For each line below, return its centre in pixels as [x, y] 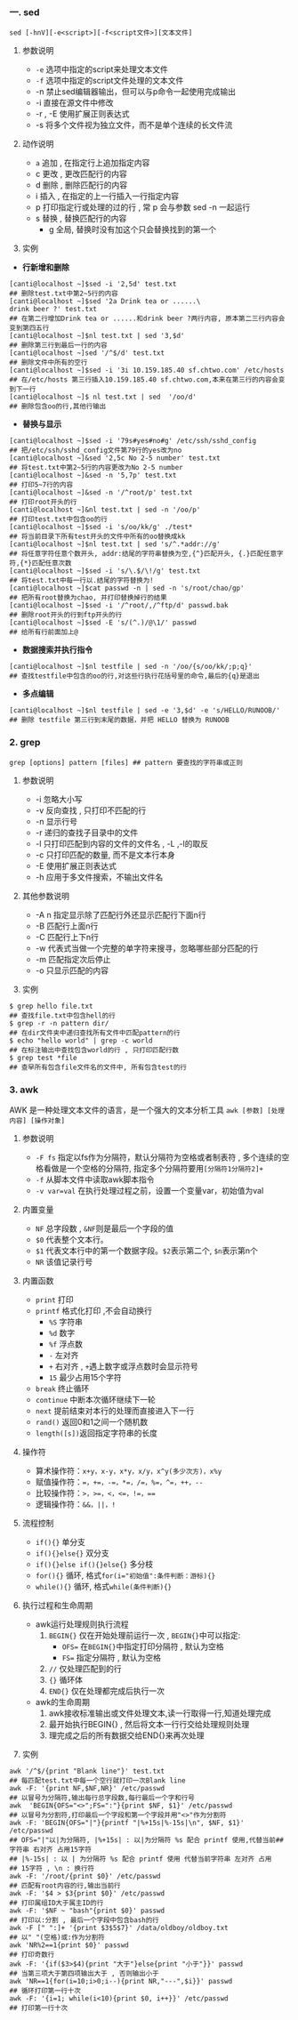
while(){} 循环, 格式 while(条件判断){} [103, 1586]
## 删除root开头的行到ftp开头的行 [66, 615]
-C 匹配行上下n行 [67, 937]
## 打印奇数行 [32, 1954]
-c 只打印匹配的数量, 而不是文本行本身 [105, 855]
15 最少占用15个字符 [85, 1377]
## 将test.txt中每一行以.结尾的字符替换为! [81, 581]
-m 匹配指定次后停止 [73, 959]
